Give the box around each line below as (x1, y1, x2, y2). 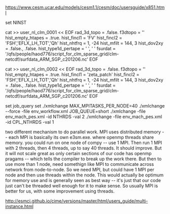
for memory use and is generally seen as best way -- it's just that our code (5, 177, 161, 183)
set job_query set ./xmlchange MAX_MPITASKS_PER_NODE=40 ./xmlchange (5, 103, 165, 109)
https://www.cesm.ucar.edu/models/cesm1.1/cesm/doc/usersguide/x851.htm (5, 5, 165, 10)
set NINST (5, 20, 27, 25)
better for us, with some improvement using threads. (5, 188, 115, 194)
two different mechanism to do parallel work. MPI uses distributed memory (5, 129, 161, 135)
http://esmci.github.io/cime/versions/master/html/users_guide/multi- (5, 198, 148, 204)
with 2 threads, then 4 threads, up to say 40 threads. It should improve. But (5, 145, 162, 151)
